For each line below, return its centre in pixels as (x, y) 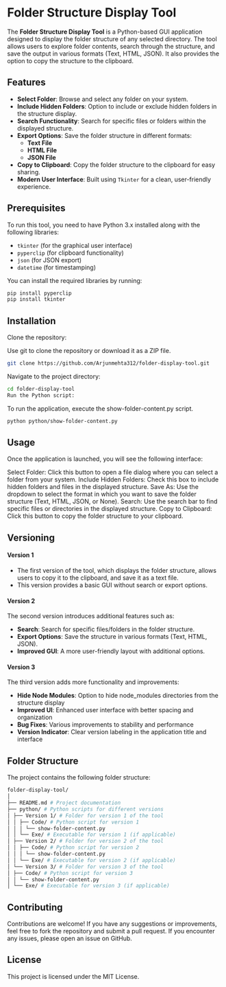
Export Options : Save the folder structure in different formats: (104, 135)
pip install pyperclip (39, 293)
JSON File (41, 157)
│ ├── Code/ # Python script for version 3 (70, 873)
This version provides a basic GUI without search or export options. (112, 585)
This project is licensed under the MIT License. (73, 976)
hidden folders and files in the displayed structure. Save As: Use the (103, 487)
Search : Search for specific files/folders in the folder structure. (106, 629)
